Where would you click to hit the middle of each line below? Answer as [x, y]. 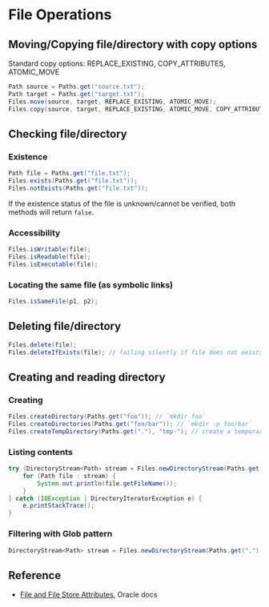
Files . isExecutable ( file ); [53, 264]
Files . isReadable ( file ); [50, 257]
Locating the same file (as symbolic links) [91, 284]
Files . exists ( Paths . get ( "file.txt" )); [73, 181]
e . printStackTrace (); [58, 506]
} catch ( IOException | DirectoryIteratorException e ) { [105, 498]
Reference [35, 575]
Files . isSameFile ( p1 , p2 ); [53, 302]
